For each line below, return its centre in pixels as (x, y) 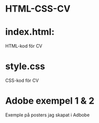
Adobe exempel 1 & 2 (50, 101)
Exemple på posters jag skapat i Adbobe (47, 115)
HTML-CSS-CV (38, 9)
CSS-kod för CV (22, 80)
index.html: (30, 32)
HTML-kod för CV (24, 46)
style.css (25, 67)
